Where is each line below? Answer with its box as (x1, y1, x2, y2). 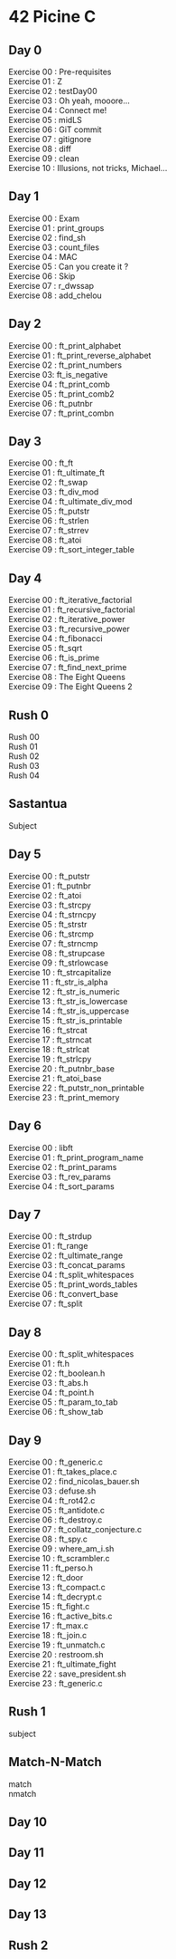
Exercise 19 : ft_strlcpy (8, 1053, 92, 1064)
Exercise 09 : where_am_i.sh (8, 1542, 115, 1554)
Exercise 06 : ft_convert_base (8, 1289, 119, 1300)
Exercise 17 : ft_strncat (8, 1034, 92, 1045)
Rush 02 (8, 751, 40, 762)
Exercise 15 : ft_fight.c (8, 1600, 90, 1611)
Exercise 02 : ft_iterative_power (8, 614, 125, 625)
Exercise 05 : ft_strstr (8, 918, 88, 929)
